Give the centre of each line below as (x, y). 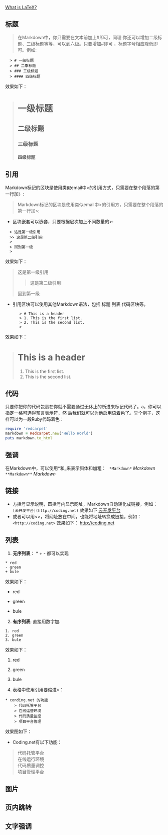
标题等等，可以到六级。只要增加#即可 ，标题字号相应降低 (94, 43)
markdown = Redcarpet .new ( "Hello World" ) (49, 434)
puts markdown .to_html (29, 438)
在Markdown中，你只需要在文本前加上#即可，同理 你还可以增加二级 (88, 37)
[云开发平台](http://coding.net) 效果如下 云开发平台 (66, 510)
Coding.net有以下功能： (37, 742)
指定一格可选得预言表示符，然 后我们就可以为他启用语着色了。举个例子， (80, 413)
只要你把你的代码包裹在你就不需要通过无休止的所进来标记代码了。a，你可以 (83, 407)
